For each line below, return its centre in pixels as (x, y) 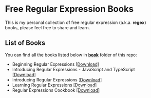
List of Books (25, 43)
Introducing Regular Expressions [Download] (57, 79)
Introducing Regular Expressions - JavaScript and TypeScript (74, 69)
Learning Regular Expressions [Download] (54, 85)
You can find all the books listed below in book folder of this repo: (71, 55)
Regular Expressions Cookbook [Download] (56, 90)
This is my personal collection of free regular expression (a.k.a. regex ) (75, 22)
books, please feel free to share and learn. (47, 27)
